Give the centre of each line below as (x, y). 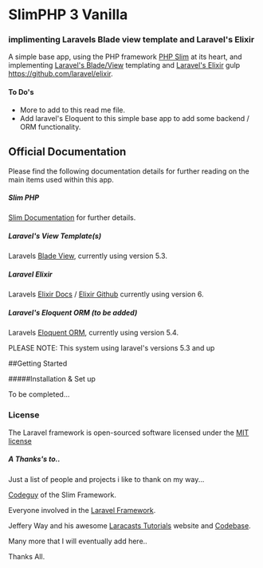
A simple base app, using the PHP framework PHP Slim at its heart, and (125, 57)
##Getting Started (38, 363)
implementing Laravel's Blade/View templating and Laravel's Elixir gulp (124, 65)
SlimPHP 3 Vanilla (68, 15)
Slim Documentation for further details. (72, 217)
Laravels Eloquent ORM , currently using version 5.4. (94, 333)
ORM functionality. (50, 127)
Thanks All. (27, 556)
